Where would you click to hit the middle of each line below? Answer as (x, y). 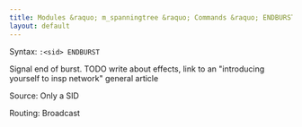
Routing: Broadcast (45, 113)
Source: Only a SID (44, 96)
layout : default (40, 26)
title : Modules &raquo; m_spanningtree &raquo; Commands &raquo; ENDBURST (152, 17)
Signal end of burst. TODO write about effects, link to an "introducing (137, 69)
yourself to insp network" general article (84, 78)
